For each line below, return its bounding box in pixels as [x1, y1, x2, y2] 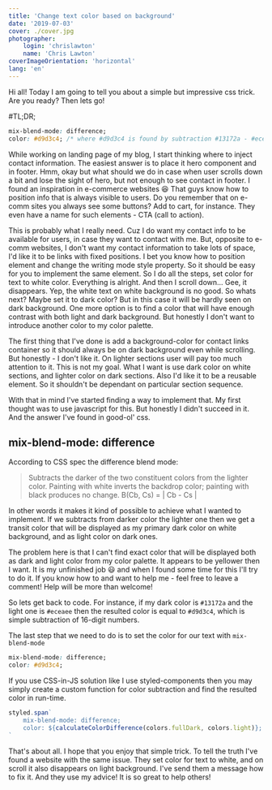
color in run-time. [8, 693, 66, 703]
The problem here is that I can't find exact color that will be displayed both [8, 547, 257, 557]
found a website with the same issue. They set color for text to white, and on [8, 754, 264, 764]
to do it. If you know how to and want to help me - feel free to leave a [8, 573, 239, 583]
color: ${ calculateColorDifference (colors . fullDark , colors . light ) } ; [23, 723, 263, 732]
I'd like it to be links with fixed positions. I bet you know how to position [8, 251, 245, 261]
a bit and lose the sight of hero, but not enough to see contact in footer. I [8, 175, 251, 185]
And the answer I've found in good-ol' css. [8, 412, 151, 422]
